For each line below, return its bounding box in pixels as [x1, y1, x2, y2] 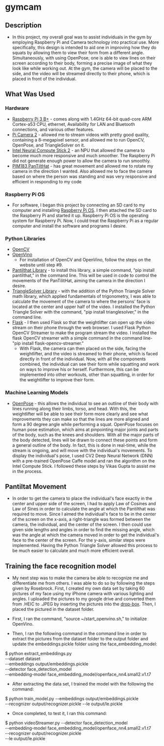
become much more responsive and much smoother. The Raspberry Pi [12, 152, 155, 158]
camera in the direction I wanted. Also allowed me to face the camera [12, 168, 153, 174]
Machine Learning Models [5, 389, 69, 396]
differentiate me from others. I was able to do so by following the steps [12, 580, 155, 586]
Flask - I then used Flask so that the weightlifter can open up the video [12, 319, 155, 325]
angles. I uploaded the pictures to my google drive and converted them [12, 596, 156, 602]
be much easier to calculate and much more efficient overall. [12, 547, 135, 554]
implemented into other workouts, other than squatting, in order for [19, 372, 155, 377]
